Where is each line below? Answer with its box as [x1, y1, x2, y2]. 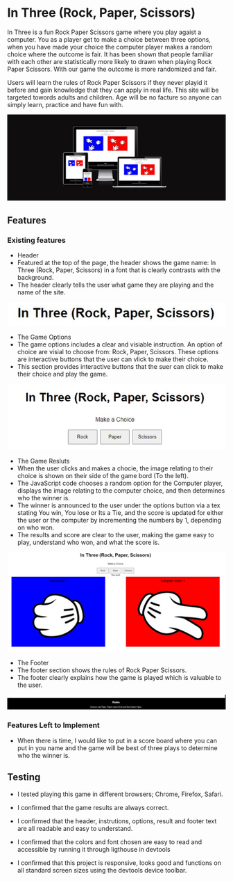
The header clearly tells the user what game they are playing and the [17, 280, 214, 289]
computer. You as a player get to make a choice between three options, [7, 35, 212, 43]
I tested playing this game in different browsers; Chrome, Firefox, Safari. [17, 790, 223, 798]
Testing [7, 771, 41, 784]
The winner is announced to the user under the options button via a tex [17, 501, 221, 509]
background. [17, 273, 54, 281]
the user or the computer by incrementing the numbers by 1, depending [17, 516, 222, 524]
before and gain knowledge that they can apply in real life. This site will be [7, 86, 219, 94]
